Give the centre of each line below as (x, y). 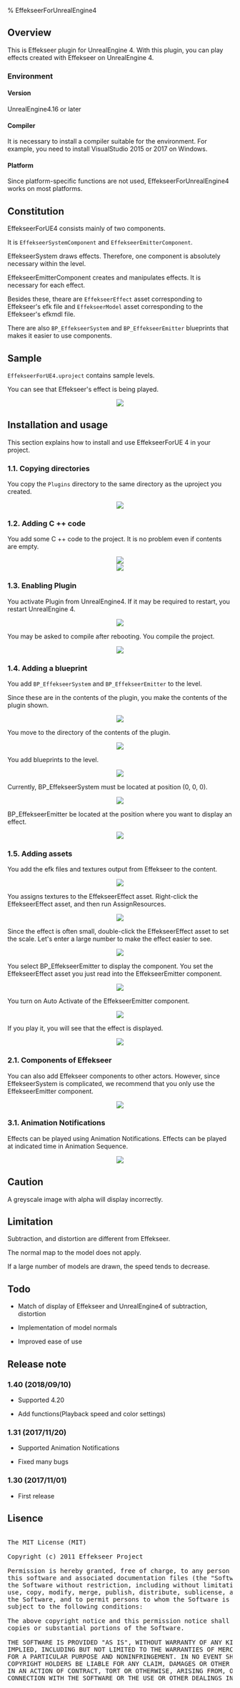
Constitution (36, 211)
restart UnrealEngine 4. (42, 609)
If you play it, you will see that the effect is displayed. (85, 1028)
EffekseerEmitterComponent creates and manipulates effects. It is (104, 277)
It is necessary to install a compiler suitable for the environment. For (107, 142)
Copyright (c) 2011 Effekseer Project (75, 1557)
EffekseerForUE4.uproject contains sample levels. (81, 375)
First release (36, 1496)
